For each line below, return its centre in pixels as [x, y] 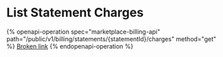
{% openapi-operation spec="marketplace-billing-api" [83, 32]
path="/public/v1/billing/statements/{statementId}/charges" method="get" [111, 38]
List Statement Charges [75, 13]
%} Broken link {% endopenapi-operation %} [70, 46]
